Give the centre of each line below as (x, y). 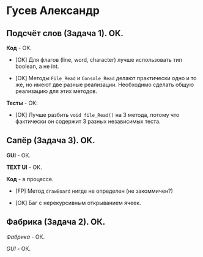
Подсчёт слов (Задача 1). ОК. (65, 33)
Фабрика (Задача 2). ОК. (56, 222)
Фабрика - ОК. (26, 237)
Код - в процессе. (30, 179)
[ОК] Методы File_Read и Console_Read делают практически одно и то (106, 78)
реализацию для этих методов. (56, 91)
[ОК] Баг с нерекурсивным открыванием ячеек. (78, 203)
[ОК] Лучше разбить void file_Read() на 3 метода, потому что (97, 115)
